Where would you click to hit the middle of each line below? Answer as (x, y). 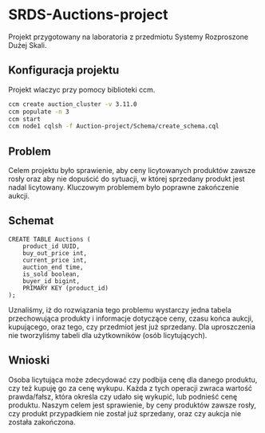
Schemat (31, 221)
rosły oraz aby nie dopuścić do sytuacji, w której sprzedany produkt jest (127, 179)
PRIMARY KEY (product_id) (66, 288)
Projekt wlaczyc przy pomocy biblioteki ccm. (82, 89)
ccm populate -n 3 (39, 112)
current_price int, (55, 260)
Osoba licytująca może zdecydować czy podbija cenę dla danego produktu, (133, 380)
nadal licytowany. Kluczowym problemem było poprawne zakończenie (124, 187)
